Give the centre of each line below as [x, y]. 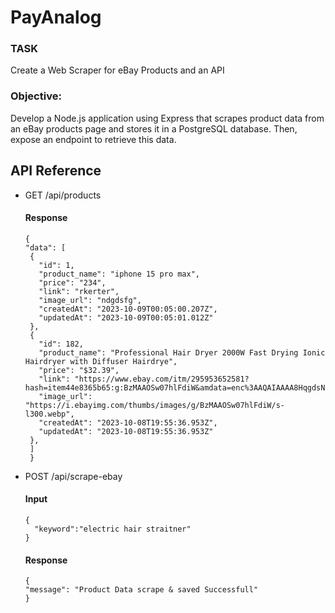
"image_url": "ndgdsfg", [90, 300]
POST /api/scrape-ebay [73, 476]
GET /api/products [63, 195]
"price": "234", [72, 282]
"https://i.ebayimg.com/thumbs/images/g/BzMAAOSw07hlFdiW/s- [155, 405]
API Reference [56, 171]
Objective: [36, 96]
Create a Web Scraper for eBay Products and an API [117, 70]
